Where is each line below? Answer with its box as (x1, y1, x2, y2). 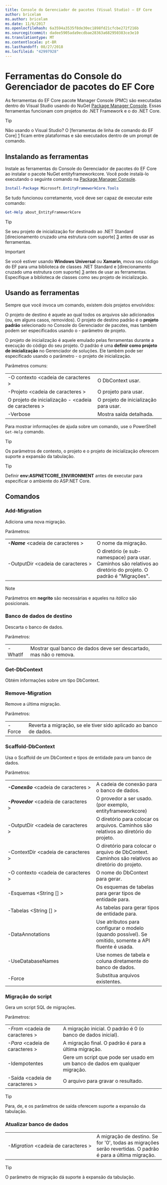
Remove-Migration (5, 690, 52, 697)
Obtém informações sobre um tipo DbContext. (5, 677, 100, 683)
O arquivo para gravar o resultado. (63, 1077, 143, 1084)
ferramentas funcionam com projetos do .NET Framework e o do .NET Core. (5, 108, 161, 114)
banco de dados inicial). (63, 1031, 119, 1038)
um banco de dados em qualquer (63, 1060, 140, 1067)
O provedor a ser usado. (96, 795, 153, 802)
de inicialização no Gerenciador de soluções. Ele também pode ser (5, 347, 143, 354)
